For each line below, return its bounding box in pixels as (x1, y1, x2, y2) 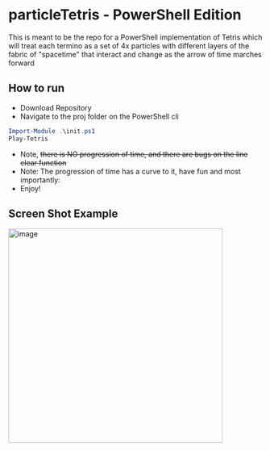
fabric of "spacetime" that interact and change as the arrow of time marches (8, 49, 262, 59)
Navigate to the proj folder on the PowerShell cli (19, 111, 179, 121)
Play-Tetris (8, 135, 48, 143)
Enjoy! (19, 183, 41, 193)
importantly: (19, 175, 60, 185)
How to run (8, 81, 65, 95)
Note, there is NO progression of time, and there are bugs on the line (19, 149, 248, 159)
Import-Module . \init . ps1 (8, 127, 95, 135)
